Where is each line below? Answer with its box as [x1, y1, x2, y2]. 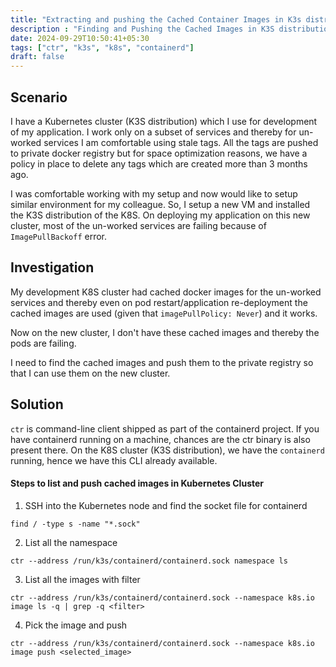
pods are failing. [10, 337, 77, 349]
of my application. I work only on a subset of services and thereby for [10, 126, 297, 138]
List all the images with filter [24, 573, 141, 585]
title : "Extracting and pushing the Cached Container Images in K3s [10, 14, 302, 25]
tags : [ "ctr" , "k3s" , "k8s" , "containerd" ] [10, 42, 195, 53]
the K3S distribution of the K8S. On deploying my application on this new [10, 209, 311, 221]
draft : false [10, 52, 65, 62]
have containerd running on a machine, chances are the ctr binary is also [10, 433, 311, 445]
